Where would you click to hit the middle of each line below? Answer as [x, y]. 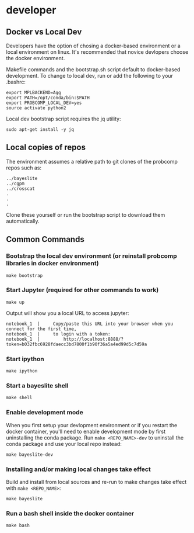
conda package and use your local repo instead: [64, 444]
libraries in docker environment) [52, 264]
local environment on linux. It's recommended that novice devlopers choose [97, 52]
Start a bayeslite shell [37, 386]
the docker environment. [36, 58]
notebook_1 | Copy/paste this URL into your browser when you [90, 324]
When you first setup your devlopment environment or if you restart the [92, 425]
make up [15, 302]
